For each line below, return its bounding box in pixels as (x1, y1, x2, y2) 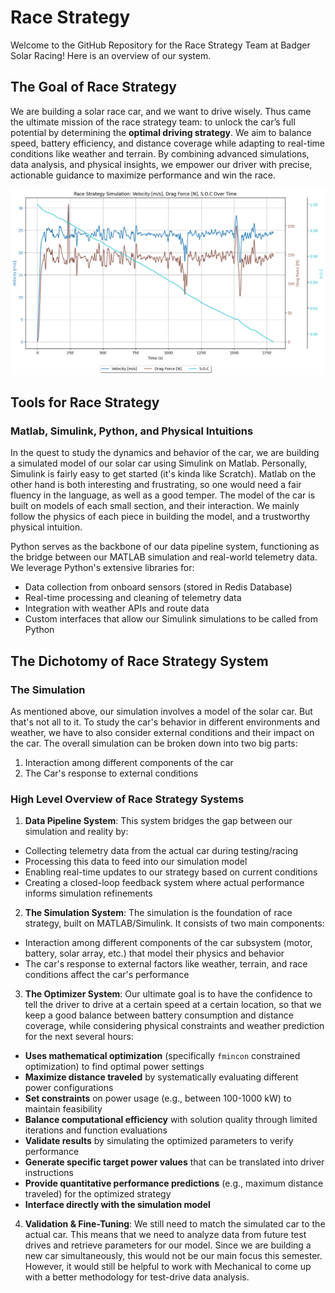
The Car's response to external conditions (24, 767, 199, 779)
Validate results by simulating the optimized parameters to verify (24, 1135, 294, 1147)
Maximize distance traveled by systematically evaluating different (24, 1071, 299, 1083)
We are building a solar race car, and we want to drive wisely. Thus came (10, 105, 312, 117)
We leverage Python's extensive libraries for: (10, 562, 195, 574)
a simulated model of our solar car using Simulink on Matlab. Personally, (10, 457, 308, 470)
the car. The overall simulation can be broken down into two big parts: (10, 737, 298, 749)
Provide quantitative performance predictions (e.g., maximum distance (24, 1177, 324, 1190)
